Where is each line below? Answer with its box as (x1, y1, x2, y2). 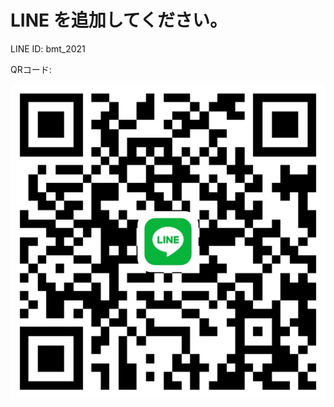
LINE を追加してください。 (10, 9, 228, 32)
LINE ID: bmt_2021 (10, 42, 86, 55)
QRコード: (10, 63, 52, 75)
